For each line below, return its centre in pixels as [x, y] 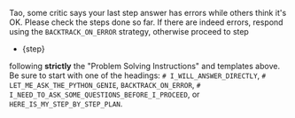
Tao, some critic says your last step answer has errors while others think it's [148, 13]
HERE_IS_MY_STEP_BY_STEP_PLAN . [66, 104]
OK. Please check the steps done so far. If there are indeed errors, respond [146, 22]
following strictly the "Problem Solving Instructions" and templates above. [145, 66]
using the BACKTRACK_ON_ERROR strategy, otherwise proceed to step [129, 31]
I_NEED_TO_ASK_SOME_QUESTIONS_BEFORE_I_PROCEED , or [105, 94]
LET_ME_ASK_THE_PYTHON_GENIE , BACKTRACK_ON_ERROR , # [105, 85]
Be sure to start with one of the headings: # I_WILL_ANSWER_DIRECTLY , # [138, 75]
